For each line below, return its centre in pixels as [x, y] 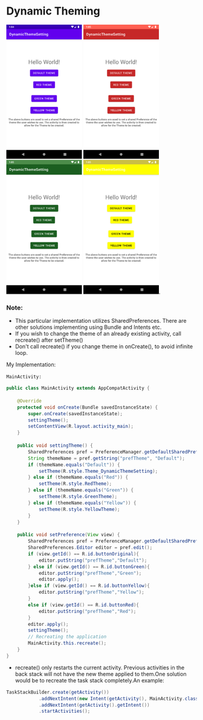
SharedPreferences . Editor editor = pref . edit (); [90, 548]
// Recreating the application [67, 637]
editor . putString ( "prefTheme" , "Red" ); [87, 611]
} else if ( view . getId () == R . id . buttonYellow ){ [89, 586]
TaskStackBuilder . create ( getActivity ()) [58, 692]
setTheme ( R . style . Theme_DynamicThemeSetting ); [98, 471]
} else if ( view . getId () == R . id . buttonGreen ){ [89, 566]
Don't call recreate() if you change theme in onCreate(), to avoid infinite [104, 346]
